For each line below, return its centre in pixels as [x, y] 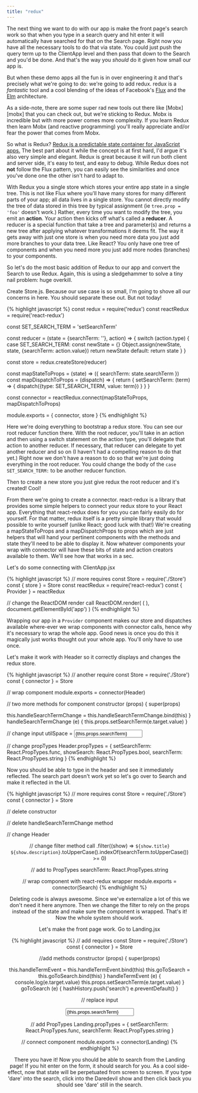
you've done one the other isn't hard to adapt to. [65, 175]
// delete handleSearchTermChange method [60, 823]
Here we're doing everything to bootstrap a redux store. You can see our [95, 426]
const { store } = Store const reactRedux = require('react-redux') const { [95, 585]
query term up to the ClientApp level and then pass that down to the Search [98, 53]
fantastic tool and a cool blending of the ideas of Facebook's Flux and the [96, 90]
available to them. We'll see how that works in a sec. [70, 556]
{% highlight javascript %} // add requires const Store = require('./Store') [100, 940]
